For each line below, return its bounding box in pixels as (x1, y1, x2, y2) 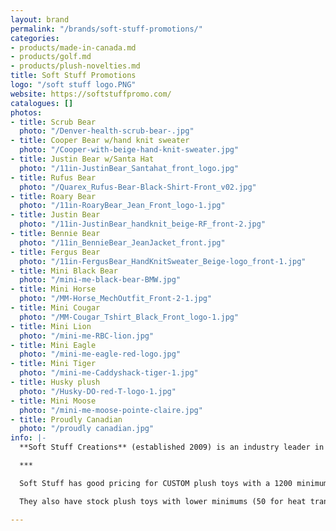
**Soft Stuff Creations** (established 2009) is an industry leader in (19, 442, 325, 453)
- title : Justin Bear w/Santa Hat (10, 154, 155, 164)
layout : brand (10, 14, 70, 25)
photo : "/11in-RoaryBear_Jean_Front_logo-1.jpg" (19, 201, 226, 211)
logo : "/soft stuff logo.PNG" (10, 80, 137, 90)
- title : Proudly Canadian (10, 414, 123, 425)
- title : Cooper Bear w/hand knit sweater (10, 136, 190, 146)
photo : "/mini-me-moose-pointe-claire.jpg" (19, 405, 203, 415)
